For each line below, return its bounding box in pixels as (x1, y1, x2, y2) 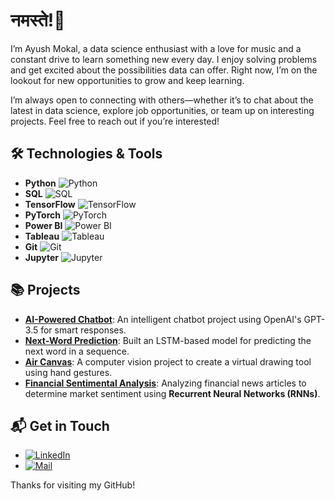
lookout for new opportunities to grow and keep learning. (10, 74, 245, 86)
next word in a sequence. (24, 345, 130, 357)
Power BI (24, 219, 63, 231)
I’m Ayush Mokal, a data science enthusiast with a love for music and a (10, 42, 302, 54)
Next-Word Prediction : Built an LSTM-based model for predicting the (24, 334, 312, 346)
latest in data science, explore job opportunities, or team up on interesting (10, 104, 315, 116)
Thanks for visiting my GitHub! (10, 479, 136, 491)
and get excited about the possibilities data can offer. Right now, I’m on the (10, 64, 318, 76)
